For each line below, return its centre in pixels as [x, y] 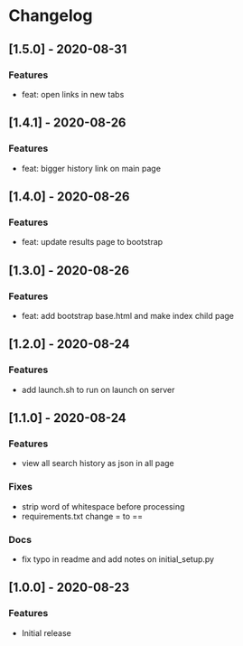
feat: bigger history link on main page [91, 168]
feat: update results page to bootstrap [92, 242]
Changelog [51, 16]
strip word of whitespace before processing [103, 506]
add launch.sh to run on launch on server [98, 389]
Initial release [46, 632]
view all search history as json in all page [98, 463]
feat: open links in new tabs [73, 94]
